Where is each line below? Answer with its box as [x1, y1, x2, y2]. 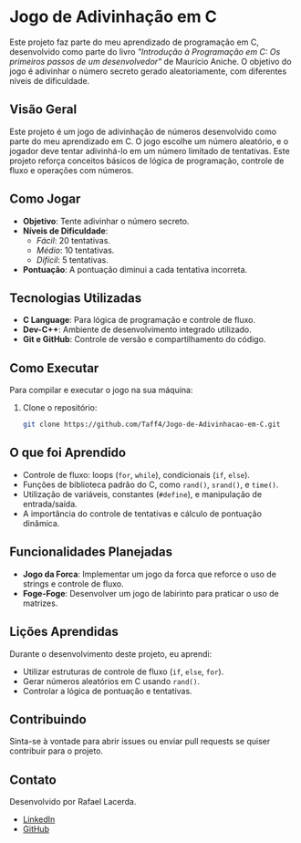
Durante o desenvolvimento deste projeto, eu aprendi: [9, 648, 213, 659]
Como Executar [9, 360, 99, 376]
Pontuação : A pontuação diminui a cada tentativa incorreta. [22, 264, 248, 275]
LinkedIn [22, 814, 56, 825]
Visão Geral [9, 102, 78, 118]
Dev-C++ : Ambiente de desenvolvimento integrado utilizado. [22, 324, 253, 335]
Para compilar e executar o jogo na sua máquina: [9, 385, 193, 396]
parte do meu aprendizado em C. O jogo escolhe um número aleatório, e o [9, 135, 289, 147]
